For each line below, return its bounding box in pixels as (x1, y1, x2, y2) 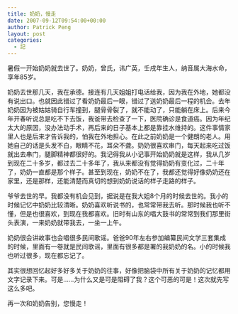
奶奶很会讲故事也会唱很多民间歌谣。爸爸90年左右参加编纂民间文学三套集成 (7, 234, 227, 242)
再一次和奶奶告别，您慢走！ (7, 299, 89, 308)
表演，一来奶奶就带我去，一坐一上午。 (13, 218, 125, 227)
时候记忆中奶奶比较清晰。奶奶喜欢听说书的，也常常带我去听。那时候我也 (7, 200, 218, 209)
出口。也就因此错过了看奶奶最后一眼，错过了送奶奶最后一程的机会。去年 (19, 97, 231, 105)
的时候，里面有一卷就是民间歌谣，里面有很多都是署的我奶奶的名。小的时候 (7, 242, 225, 251)
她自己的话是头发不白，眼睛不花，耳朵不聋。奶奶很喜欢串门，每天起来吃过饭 (7, 141, 231, 149)
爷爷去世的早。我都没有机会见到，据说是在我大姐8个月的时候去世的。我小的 (7, 192, 229, 200)
